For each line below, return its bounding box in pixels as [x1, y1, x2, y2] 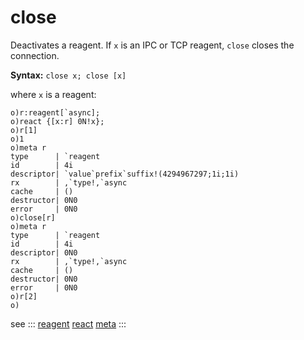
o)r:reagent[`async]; [10, 107, 101, 118]
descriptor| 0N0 [10, 247, 78, 258]
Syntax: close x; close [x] [10, 69, 127, 81]
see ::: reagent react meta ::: [10, 317, 127, 330]
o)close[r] [10, 212, 56, 223]
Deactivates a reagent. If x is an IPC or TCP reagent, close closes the [10, 39, 295, 51]
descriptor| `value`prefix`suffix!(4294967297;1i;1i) [10, 169, 240, 179]
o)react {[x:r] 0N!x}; [10, 116, 105, 126]
